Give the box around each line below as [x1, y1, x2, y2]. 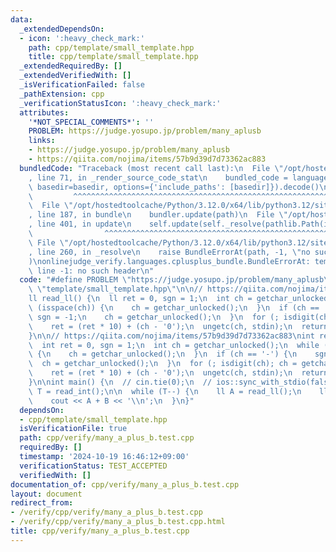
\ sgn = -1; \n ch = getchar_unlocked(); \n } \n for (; [28, 312, 280, 322]
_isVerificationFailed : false [19, 80, 145, 90]
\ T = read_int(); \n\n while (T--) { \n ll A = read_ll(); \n [28, 386, 302, 396]
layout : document [10, 489, 83, 499]
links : [28, 136, 56, 146]
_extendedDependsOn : [19, 24, 105, 34]
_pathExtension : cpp [19, 89, 105, 99]
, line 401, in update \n [28, 219, 132, 230]
